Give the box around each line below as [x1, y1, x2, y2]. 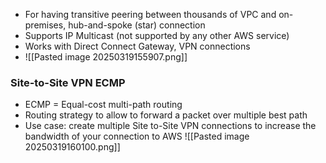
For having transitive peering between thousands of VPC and [24, 9, 277, 20]
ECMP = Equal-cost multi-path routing [24, 99, 183, 111]
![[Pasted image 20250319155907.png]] [24, 51, 188, 63]
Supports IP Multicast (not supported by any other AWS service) [24, 30, 290, 41]
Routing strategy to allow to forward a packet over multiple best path [24, 109, 308, 121]
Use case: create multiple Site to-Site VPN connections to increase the [24, 120, 317, 132]
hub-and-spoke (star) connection [68, 19, 206, 31]
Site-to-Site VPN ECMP [10, 75, 126, 89]
